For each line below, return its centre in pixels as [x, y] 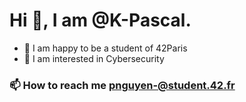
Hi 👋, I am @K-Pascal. [100, 20]
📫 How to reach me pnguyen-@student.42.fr [122, 85]
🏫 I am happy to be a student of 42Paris [105, 48]
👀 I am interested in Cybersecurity [94, 58]
